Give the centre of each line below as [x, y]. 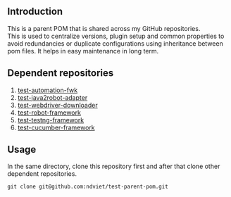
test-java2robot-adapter [52, 97]
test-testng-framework [51, 120]
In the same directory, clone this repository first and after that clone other [114, 166]
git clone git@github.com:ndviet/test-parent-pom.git [88, 187]
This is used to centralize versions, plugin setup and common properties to [116, 36]
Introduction [35, 12]
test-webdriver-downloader [57, 105]
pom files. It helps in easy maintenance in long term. [83, 51]
